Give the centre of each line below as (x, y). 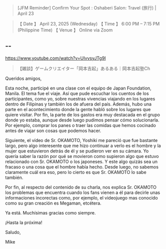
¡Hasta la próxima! (24, 222)
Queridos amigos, (23, 78)
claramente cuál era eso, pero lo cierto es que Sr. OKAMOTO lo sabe (76, 172)
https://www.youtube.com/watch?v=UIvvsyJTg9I (55, 58)
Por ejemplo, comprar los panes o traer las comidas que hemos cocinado (80, 125)
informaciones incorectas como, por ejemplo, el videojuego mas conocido (82, 197)
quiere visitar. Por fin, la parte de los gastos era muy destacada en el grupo (82, 114)
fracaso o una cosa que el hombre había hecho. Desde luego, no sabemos (82, 166)
